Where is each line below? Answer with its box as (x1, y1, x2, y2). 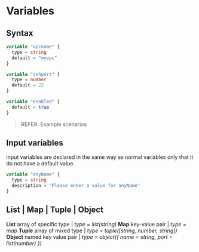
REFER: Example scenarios (20, 121, 87, 128)
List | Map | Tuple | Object (6, 205, 103, 215)
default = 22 (11, 82, 44, 88)
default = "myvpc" (11, 55, 58, 61)
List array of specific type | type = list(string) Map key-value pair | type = (6, 220, 187, 228)
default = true (11, 104, 50, 110)
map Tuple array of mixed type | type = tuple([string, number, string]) (6, 227, 177, 234)
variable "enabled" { (6, 99, 60, 105)
